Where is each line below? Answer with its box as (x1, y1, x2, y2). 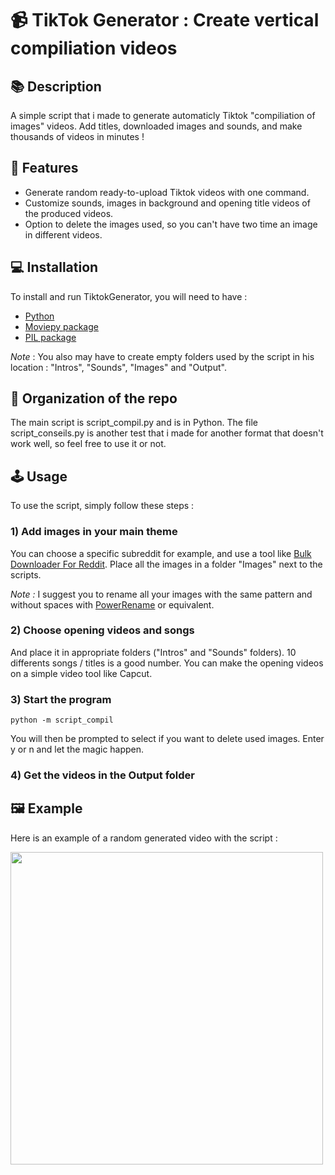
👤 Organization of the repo (10, 390, 178, 407)
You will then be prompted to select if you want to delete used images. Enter (10, 733, 325, 745)
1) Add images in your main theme (10, 525, 178, 539)
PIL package (24, 331, 77, 343)
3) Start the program (10, 692, 112, 706)
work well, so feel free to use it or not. (10, 438, 167, 450)
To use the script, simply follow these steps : (10, 500, 195, 512)
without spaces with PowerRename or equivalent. (10, 598, 215, 611)
